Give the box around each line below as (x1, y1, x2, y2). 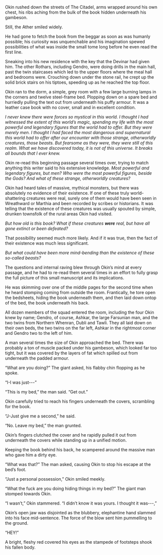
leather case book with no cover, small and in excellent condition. (5, 105, 136, 110)
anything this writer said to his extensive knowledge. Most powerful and (5, 165, 149, 171)
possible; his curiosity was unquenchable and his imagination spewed (5, 39, 145, 45)
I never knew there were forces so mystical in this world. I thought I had (5, 114, 148, 119)
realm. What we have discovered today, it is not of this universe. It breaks (5, 145, 153, 151)
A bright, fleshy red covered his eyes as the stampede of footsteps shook (5, 539, 152, 545)
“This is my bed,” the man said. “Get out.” (5, 389, 88, 394)
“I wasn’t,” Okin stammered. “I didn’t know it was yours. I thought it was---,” (5, 500, 157, 506)
